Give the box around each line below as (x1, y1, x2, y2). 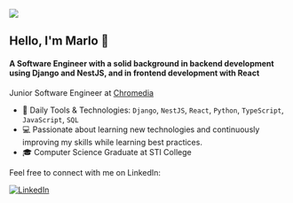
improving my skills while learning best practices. (21, 137, 202, 147)
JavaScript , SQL (21, 113, 79, 124)
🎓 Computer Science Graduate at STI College (21, 146, 193, 157)
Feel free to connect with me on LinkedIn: (9, 167, 162, 177)
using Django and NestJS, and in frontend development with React (9, 67, 260, 78)
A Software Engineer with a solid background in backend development (9, 58, 274, 68)
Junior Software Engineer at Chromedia (9, 87, 154, 98)
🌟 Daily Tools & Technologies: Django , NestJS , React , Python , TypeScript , (21, 105, 284, 115)
